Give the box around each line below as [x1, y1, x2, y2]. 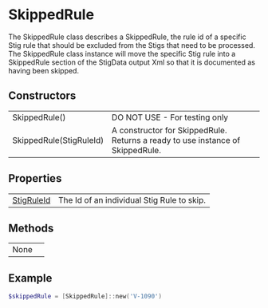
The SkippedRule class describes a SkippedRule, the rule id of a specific [8, 32, 246, 41]
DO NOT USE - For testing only [111, 112, 229, 123]
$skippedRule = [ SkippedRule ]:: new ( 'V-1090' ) [8, 293, 162, 301]
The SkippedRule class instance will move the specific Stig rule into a [8, 49, 236, 58]
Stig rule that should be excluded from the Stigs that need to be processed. [8, 40, 255, 49]
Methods [8, 221, 54, 235]
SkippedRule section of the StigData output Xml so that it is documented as [8, 57, 255, 67]
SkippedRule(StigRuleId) [12, 134, 104, 145]
